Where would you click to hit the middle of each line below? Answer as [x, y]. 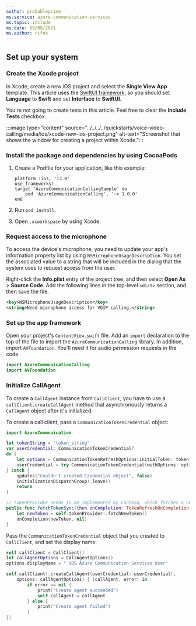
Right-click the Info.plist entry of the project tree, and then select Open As [96, 279]
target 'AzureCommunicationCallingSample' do [71, 189]
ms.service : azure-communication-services [58, 17]
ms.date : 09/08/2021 [31, 28]
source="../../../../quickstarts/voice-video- [115, 128]
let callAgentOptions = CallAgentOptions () [60, 558]
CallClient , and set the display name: [52, 542]
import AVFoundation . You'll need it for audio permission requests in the [91, 348]
